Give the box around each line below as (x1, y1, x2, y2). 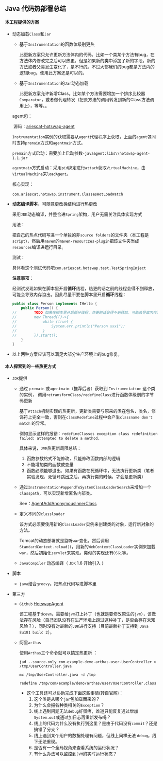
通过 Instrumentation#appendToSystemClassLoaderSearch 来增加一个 (19, 484, 152, 490)
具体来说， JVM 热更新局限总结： (19, 445, 81, 451)
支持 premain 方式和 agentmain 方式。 (16, 140, 86, 145)
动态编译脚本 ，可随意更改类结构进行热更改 (12, 201, 98, 207)
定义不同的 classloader (19, 510, 65, 517)
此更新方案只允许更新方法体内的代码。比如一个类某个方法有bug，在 (19, 52, 155, 57)
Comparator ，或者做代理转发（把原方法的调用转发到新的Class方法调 (19, 96, 154, 102)
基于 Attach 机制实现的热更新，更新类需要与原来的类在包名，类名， (19, 408, 152, 414)
